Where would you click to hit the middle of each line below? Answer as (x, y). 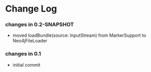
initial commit (26, 65)
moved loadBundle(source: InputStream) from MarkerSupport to (79, 35)
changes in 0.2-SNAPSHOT (40, 25)
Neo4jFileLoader (30, 41)
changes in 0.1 (23, 54)
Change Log (31, 9)
